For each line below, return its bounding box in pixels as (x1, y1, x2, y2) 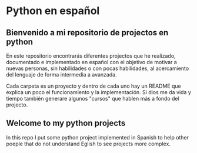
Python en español (6, 4, 100, 18)
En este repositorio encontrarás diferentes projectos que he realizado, (6, 52, 176, 59)
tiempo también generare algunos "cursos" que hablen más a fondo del (6, 95, 179, 102)
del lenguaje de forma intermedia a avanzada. (6, 71, 117, 78)
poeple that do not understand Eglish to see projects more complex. (6, 140, 171, 147)
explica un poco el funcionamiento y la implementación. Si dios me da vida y (6, 89, 191, 95)
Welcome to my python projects (6, 118, 126, 128)
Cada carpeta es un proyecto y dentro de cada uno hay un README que (6, 82, 181, 89)
